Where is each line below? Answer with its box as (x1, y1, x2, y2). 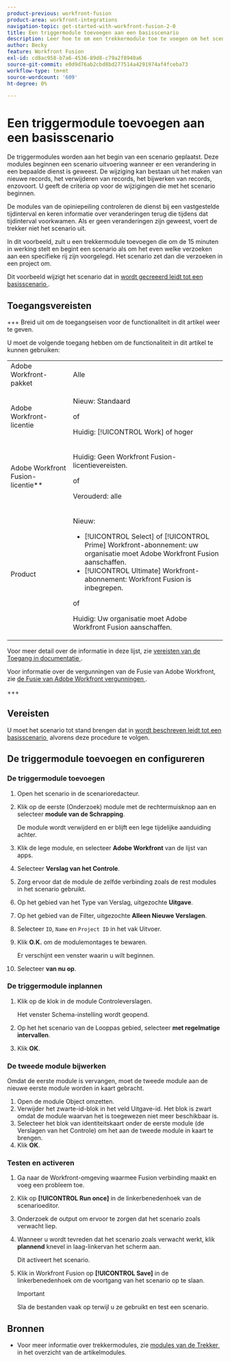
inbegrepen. (84, 583, 124, 593)
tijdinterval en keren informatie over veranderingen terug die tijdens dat (7, 210, 208, 218)
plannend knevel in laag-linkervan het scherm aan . (16, 1243, 161, 1251)
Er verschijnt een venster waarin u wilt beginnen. (16, 951, 155, 959)
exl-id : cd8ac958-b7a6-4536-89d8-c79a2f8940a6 (7, 55, 142, 62)
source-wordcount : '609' (7, 73, 78, 81)
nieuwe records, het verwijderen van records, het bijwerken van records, (7, 175, 212, 183)
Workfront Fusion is (129, 575, 192, 584)
